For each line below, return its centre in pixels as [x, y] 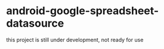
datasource [35, 23]
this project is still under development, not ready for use [75, 40]
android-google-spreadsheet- [83, 11]
